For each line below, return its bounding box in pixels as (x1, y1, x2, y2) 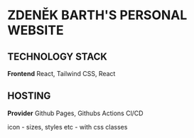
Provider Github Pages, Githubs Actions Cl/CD (7, 109, 144, 117)
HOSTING (7, 90, 51, 102)
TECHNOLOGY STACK (7, 51, 108, 63)
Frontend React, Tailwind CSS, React (7, 70, 116, 78)
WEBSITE (7, 22, 64, 38)
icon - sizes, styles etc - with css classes (7, 122, 128, 131)
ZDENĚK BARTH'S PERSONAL (7, 7, 188, 23)
